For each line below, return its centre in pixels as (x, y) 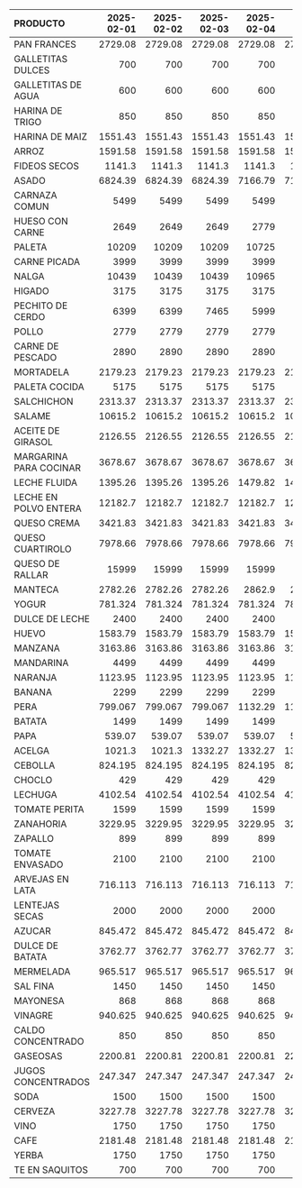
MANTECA (36, 589)
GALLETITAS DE (48, 85)
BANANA (33, 692)
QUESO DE (37, 564)
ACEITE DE (37, 430)
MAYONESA (39, 1001)
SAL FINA (34, 986)
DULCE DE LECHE (52, 619)
